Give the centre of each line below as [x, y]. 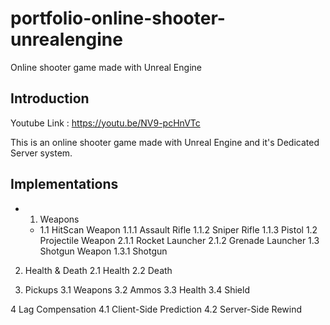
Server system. [41, 153]
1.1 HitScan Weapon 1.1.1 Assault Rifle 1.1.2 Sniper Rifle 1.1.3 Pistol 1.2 [178, 229]
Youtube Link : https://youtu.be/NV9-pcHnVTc [105, 123]
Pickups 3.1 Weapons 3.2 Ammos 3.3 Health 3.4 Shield [137, 289]
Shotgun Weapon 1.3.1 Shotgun [103, 251]
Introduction [50, 98]
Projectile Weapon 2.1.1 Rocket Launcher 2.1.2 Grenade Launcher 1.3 [179, 240]
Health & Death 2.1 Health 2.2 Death [98, 270]
